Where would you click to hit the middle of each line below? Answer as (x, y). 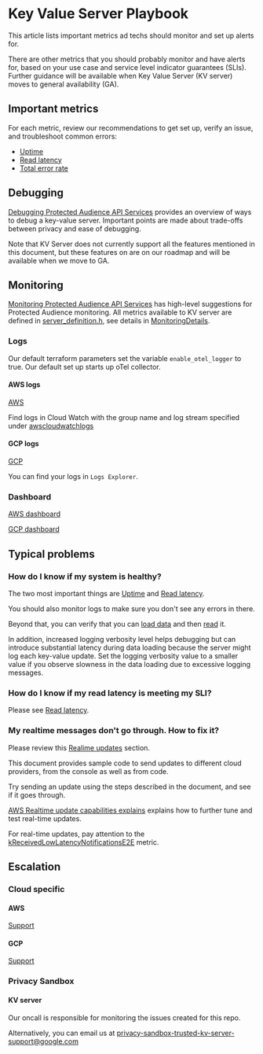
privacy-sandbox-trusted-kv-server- (175, 1033)
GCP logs (24, 444)
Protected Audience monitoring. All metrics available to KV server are (120, 312)
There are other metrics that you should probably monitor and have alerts (127, 59)
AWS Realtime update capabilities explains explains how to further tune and (130, 810)
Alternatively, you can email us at (62, 1033)
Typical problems (52, 554)
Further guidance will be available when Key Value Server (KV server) (121, 76)
